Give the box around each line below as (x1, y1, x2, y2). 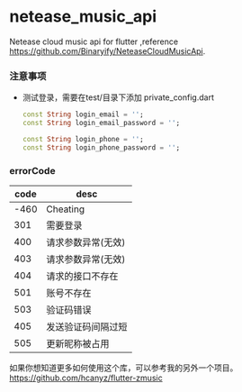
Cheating (46, 203, 85, 215)
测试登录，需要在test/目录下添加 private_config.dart (22, 92, 214, 103)
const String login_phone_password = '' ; (22, 142, 181, 152)
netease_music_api (9, 6, 157, 27)
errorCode (9, 164, 56, 177)
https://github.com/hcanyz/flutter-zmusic (9, 372, 164, 384)
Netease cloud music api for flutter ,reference (9, 36, 178, 47)
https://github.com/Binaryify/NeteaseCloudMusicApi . (9, 45, 206, 56)
